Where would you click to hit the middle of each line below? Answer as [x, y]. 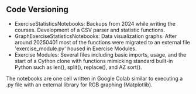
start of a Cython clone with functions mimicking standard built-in [94, 61]
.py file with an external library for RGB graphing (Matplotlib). [80, 85]
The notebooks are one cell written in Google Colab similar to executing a [94, 78]
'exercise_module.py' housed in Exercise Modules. [75, 48]
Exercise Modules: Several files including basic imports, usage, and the [100, 54]
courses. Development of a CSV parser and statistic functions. [90, 30]
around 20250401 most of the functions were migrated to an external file [102, 42]
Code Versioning [37, 10]
